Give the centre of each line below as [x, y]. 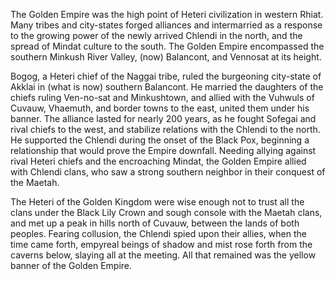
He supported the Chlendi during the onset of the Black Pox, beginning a [160, 140]
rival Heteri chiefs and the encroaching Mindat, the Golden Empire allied [158, 161]
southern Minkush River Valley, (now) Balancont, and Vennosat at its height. [166, 57]
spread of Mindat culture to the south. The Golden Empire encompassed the [167, 46]
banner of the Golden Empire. [71, 265]
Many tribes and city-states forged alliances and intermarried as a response [166, 25]
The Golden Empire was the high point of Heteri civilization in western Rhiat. [167, 14]
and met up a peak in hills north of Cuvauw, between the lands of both [155, 223]
